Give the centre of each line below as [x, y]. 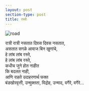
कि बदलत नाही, [18, 71]
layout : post [19, 10]
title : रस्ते [16, 19]
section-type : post [26, 15]
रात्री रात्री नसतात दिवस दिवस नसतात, [35, 43]
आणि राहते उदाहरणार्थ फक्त [27, 77]
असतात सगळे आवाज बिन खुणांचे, [31, 49]
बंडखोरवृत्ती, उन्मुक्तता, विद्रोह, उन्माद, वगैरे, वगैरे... [45, 83]
